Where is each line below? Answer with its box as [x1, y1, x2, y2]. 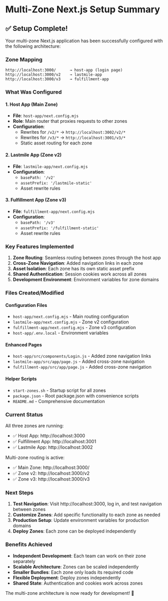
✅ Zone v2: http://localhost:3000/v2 [12, 470, 90, 476]
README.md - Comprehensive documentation [12, 398, 105, 404]
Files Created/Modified [5, 289, 64, 297]
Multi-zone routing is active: [5, 454, 65, 461]
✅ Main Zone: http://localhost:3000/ [12, 464, 90, 470]
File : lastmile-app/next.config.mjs [12, 163, 88, 169]
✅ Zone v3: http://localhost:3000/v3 [12, 476, 90, 482]
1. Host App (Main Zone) [5, 101, 58, 107]
